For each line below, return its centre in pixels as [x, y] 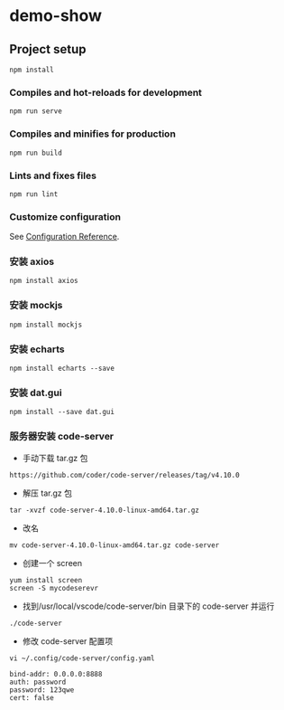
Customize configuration [65, 216]
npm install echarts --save [62, 369]
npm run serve [36, 111]
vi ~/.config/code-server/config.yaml [82, 658]
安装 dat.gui [36, 393]
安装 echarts [37, 349]
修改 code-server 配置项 [68, 641]
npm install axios [44, 281]
